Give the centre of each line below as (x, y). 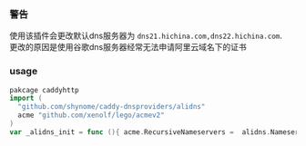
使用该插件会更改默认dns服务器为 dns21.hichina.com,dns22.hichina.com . (146, 36)
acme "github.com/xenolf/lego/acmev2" (92, 115)
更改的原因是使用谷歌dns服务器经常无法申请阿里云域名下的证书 (128, 47)
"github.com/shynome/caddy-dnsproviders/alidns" (112, 107)
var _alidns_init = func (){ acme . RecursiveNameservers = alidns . (140, 132)
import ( (26, 98)
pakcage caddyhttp (44, 90)
